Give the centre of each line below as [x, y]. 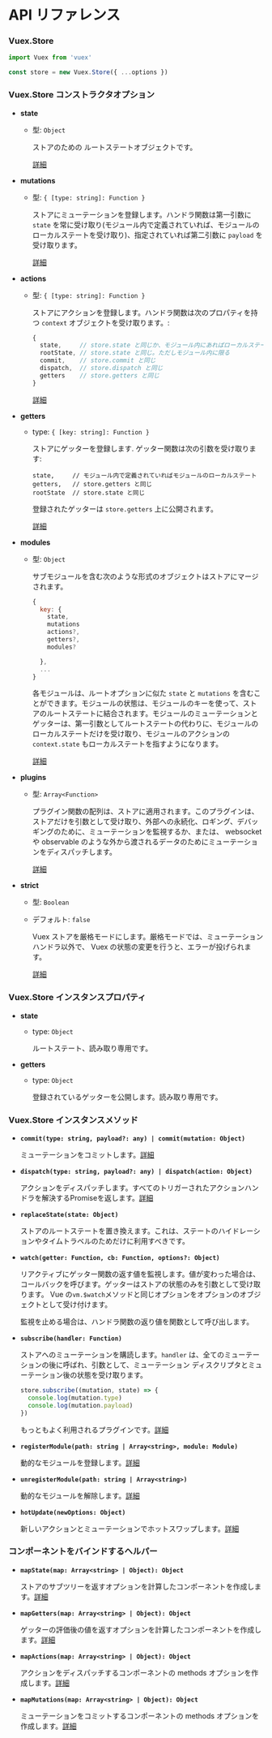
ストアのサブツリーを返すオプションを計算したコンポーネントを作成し [137, 1586]
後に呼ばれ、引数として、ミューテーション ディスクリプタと [148, 1365]
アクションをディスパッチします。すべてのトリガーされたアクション [132, 1188]
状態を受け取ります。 [112, 1375]
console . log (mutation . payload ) [81, 1405]
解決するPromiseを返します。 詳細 [98, 1198]
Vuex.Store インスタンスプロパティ [77, 998]
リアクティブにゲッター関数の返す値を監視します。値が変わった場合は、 [140, 1274]
